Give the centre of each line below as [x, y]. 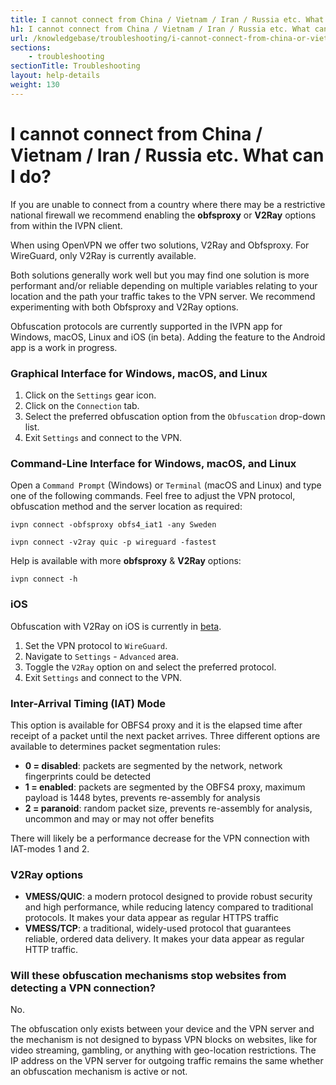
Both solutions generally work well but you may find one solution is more [160, 275]
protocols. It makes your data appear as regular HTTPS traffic [151, 918]
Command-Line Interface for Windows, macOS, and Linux [153, 463]
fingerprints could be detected [88, 776]
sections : [31, 47]
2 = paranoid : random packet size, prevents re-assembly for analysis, [168, 808]
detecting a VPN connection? [83, 988]
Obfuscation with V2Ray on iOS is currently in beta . [116, 626]
